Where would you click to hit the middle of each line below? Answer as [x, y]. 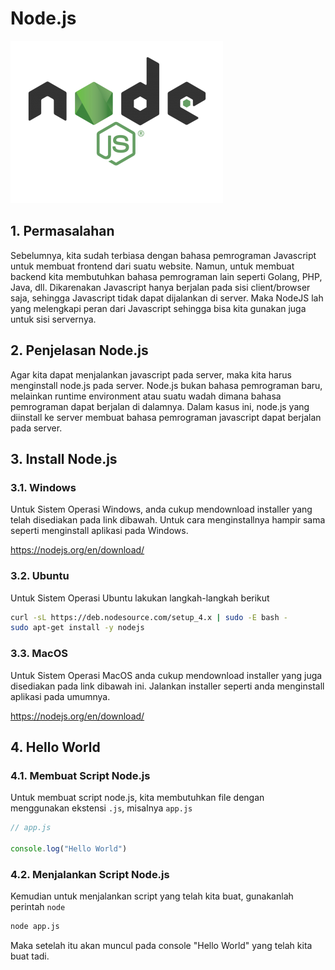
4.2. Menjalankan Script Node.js [90, 874]
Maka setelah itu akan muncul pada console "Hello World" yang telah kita [161, 946]
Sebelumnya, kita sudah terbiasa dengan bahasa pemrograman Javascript [163, 255]
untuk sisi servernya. [53, 319]
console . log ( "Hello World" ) [69, 849]
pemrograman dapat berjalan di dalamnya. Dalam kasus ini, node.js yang [160, 406]
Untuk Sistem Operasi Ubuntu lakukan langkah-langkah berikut [140, 598]
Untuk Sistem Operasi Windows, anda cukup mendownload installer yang [161, 509]
